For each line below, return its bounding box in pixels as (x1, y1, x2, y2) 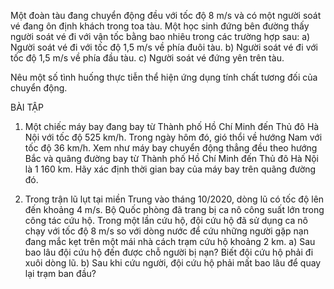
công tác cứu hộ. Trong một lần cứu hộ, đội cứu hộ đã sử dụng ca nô (24, 215, 309, 226)
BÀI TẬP (10, 101, 44, 113)
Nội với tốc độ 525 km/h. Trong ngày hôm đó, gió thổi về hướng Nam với (24, 131, 323, 143)
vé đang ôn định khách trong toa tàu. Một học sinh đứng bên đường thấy (10, 20, 310, 32)
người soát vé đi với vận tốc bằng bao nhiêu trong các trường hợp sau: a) (10, 31, 311, 42)
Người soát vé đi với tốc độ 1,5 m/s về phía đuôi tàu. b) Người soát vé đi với (10, 41, 318, 53)
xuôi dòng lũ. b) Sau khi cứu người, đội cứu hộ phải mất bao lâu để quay (24, 257, 322, 269)
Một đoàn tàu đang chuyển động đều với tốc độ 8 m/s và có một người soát (10, 10, 322, 21)
